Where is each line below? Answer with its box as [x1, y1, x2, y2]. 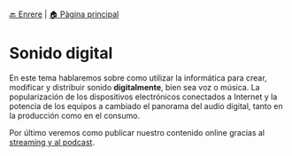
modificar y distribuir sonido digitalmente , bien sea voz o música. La [9, 82, 260, 92]
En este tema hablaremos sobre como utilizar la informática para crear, [9, 72, 267, 83]
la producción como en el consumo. [9, 110, 140, 121]
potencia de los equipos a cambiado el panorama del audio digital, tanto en [9, 100, 283, 111]
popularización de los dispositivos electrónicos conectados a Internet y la [9, 91, 278, 102]
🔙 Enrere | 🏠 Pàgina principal [9, 9, 119, 19]
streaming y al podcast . [9, 136, 96, 147]
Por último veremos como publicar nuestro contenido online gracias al [9, 127, 265, 137]
